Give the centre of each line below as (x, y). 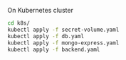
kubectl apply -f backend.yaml (54, 49)
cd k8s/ (19, 23)
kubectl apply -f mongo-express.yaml (63, 43)
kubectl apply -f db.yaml (46, 36)
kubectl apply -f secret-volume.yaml (63, 30)
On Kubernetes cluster (40, 10)
